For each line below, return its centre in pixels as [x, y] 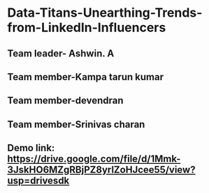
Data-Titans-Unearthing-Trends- [105, 13]
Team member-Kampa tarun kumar [86, 77]
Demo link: [31, 148]
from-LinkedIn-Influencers [87, 28]
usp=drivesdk [38, 181]
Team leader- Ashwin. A [61, 53]
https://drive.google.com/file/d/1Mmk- [94, 159]
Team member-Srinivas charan [76, 124]
